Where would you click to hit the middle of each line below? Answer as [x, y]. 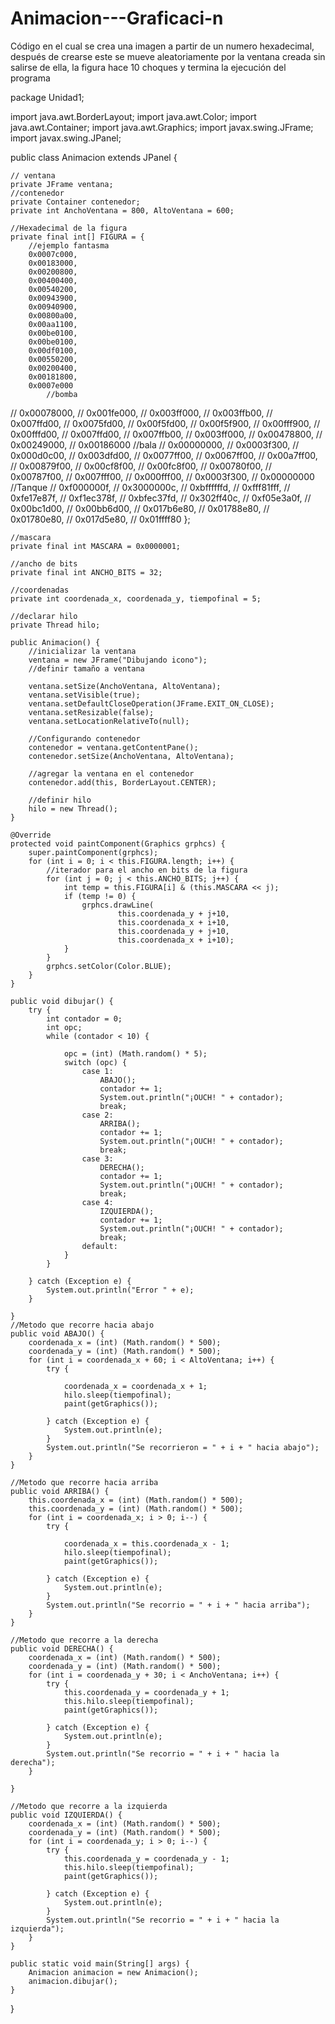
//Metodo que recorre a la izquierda [89, 1806]
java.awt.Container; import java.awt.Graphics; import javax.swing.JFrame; [162, 127]
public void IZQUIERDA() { [66, 1815]
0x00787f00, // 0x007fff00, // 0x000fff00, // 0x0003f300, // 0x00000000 [162, 476]
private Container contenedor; [75, 202]
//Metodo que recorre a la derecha [84, 1640]
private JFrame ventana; [62, 184]
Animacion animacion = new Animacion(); [113, 1972]
